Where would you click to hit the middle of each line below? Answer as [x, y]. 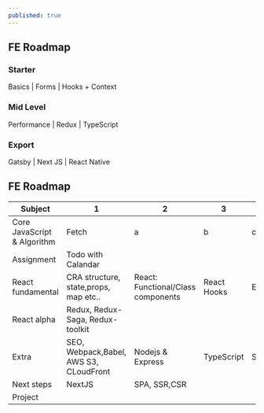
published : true [35, 15]
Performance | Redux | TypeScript [63, 124]
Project [26, 396]
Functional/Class [165, 286]
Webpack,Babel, [97, 352]
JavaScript [32, 231]
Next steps [32, 384]
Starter [22, 69]
